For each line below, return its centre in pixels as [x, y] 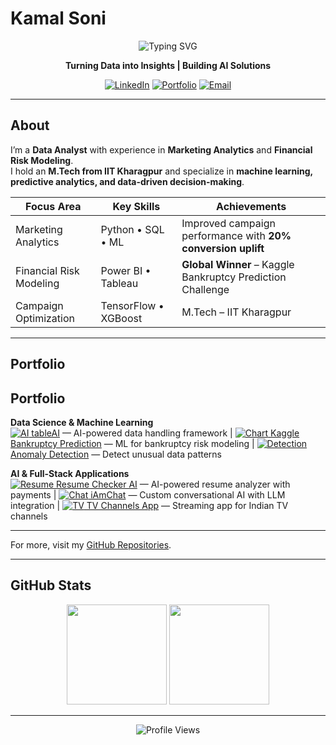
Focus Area [53, 206]
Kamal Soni [58, 18]
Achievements [251, 206]
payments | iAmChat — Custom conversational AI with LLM [148, 494]
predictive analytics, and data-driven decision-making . [127, 181]
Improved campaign [228, 223]
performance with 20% [236, 235]
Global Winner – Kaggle [238, 264]
